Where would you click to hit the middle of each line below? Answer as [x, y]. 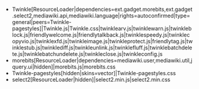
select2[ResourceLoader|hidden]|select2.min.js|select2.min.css [91, 79]
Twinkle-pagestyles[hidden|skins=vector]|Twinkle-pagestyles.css [94, 73]
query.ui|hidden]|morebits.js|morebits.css [64, 67]
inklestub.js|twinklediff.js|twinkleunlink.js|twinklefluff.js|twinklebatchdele [102, 48]
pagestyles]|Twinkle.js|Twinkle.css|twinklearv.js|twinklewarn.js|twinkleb [102, 28]
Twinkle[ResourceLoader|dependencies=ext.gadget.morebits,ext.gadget [102, 9]
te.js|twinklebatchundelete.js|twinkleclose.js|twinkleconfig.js [87, 54]
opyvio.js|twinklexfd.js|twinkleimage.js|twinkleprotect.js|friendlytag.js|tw [102, 41]
